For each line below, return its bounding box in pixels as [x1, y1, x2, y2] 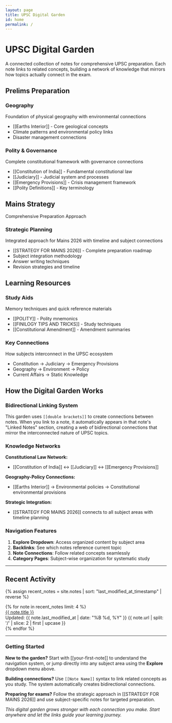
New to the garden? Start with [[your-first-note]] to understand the [5, 654, 147, 661]
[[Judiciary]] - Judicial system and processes [12, 174, 109, 180]
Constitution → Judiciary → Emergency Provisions [12, 361, 119, 367]
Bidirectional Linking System [5, 402, 78, 409]
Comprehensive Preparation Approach [5, 213, 87, 219]
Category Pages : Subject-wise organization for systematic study [12, 555, 150, 561]
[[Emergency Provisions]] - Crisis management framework [12, 180, 136, 186]
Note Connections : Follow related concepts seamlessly [12, 550, 131, 556]
